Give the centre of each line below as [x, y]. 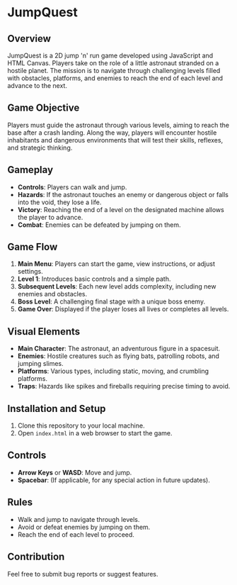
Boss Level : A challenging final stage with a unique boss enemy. [111, 301]
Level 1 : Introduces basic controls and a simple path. [94, 279]
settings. [30, 272]
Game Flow [33, 247]
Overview [29, 39]
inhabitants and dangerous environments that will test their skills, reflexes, [115, 140]
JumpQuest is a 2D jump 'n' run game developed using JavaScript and [110, 55]
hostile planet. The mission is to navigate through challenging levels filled [114, 71]
